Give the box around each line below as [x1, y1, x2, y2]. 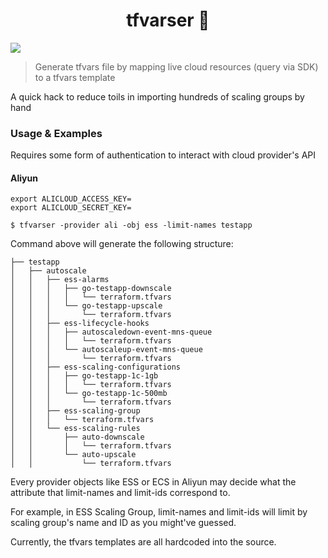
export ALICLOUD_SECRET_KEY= [10, 203, 132, 213]
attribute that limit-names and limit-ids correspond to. [10, 487, 231, 499]
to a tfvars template [34, 71, 116, 83]
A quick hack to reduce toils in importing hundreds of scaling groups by [10, 90, 305, 103]
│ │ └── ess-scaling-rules [10, 424, 141, 434]
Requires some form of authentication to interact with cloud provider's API [10, 149, 317, 161]
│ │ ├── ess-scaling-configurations [10, 362, 182, 373]
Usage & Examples [10, 126, 103, 140]
